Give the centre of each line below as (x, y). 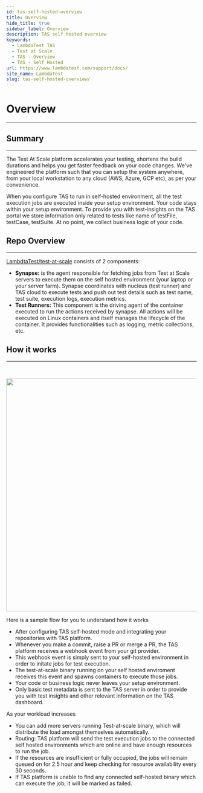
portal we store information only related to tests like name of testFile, (92, 216)
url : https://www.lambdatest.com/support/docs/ (67, 68)
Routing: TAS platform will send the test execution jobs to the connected (105, 738)
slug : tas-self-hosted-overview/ (48, 79)
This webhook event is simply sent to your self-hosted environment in (102, 657)
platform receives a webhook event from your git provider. (87, 650)
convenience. (23, 184)
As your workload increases (41, 714)
